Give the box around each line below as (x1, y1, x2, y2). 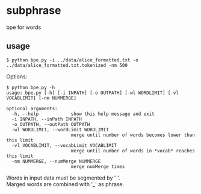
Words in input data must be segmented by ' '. (6, 174, 120, 181)
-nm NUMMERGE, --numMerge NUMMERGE (11, 158, 101, 164)
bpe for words (6, 23, 42, 31)
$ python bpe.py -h (6, 84, 55, 90)
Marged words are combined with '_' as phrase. (6, 180, 125, 187)
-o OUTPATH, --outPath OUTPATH (11, 121, 90, 127)
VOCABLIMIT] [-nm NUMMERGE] (6, 95, 77, 101)
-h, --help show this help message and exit (11, 111, 155, 117)
